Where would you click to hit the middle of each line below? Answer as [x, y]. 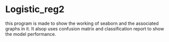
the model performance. [31, 34]
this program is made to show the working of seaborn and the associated [82, 23]
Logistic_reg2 [35, 9]
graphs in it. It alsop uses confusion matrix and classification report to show [85, 28]
